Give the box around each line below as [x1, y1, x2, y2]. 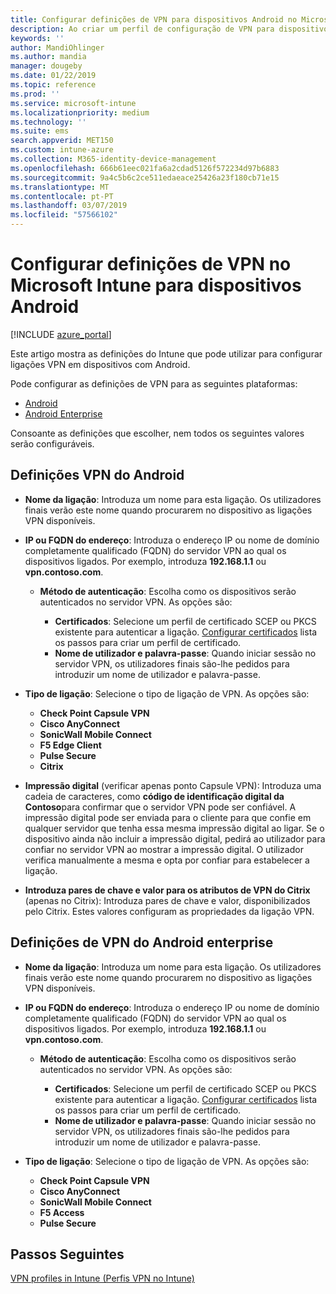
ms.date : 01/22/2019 [10, 71, 97, 81]
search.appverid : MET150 [10, 136, 114, 146]
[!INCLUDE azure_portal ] [10, 328, 112, 340]
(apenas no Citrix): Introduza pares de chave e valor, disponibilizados [24, 894, 311, 906]
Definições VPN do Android [10, 467, 185, 484]
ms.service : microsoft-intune [10, 98, 137, 108]
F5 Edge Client [39, 739, 102, 751]
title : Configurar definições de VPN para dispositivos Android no [10, 14, 298, 25]
